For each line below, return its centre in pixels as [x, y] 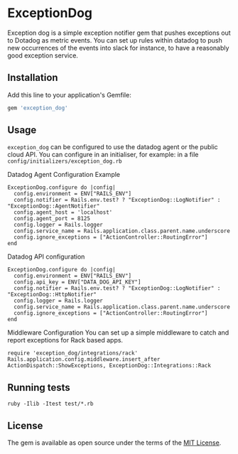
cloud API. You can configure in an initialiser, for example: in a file [103, 155]
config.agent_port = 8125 [52, 219]
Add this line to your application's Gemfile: [69, 94]
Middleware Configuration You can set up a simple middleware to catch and [118, 333]
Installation [33, 78]
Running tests [39, 388]
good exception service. [43, 55]
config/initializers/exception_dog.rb [65, 161]
